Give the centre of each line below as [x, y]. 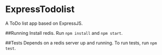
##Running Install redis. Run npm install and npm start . [64, 33]
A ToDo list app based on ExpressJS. [44, 23]
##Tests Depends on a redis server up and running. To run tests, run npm [81, 43]
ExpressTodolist [40, 9]
